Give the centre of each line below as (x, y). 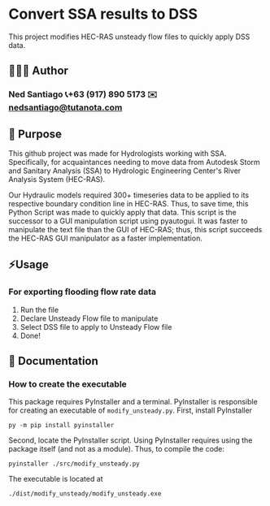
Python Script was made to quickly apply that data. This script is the (123, 213)
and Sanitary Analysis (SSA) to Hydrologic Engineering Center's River (125, 171)
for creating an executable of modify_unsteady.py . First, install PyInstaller (131, 410)
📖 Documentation (54, 361)
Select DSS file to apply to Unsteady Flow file (96, 327)
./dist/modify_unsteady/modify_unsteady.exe (85, 494)
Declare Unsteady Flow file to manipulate (89, 318)
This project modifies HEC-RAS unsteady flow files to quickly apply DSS (129, 37)
